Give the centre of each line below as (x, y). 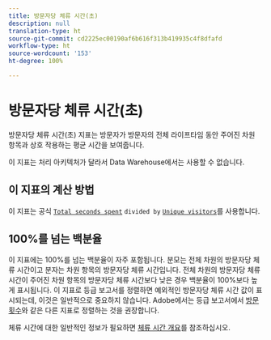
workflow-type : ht (39, 46)
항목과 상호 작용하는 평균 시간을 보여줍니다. (76, 144)
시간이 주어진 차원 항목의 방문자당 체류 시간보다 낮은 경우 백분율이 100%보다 (129, 280)
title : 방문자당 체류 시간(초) (53, 16)
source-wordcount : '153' (50, 53)
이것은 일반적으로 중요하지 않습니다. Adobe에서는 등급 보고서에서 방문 (149, 300)
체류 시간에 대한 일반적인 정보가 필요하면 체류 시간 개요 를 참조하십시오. (119, 328)
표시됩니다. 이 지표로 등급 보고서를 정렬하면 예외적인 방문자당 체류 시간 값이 (135, 290)
